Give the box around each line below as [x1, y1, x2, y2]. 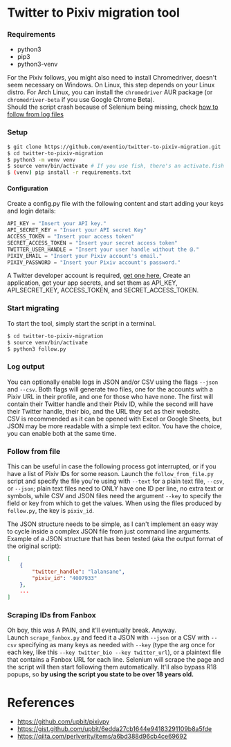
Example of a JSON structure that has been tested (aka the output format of [7, 535, 223, 543]
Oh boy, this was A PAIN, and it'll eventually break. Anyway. [7, 626, 176, 635]
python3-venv [17, 60, 58, 69]
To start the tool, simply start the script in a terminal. [7, 319, 156, 327]
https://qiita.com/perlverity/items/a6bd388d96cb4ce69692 [17, 732, 187, 741]
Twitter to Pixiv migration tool [7, 5, 180, 21]
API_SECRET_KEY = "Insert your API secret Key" [7, 227, 147, 234]
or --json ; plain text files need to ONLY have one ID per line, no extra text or [7, 484, 224, 493]
